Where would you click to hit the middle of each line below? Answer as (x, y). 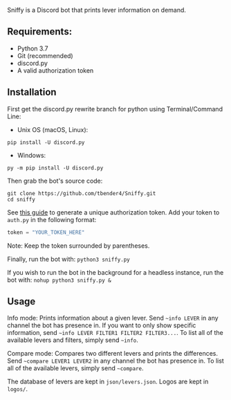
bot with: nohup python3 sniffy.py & (59, 280)
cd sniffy (21, 199)
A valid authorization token (55, 70)
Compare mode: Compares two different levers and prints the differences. (113, 354)
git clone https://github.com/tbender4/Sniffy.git (82, 193)
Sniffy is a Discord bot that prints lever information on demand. (97, 10)
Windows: (31, 155)
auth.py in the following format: (52, 219)
